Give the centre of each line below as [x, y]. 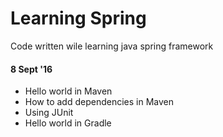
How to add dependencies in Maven [99, 102]
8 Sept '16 [31, 69]
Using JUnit [49, 113]
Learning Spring [78, 18]
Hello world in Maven [68, 91]
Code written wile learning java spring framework [112, 46]
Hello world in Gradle [68, 123]
